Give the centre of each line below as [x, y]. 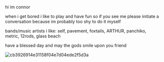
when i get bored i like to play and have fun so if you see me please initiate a [82, 16]
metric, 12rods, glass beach [33, 36]
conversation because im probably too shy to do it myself [63, 22]
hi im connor [18, 7]
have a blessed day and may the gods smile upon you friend [66, 45]
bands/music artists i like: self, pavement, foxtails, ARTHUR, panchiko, [76, 31]
